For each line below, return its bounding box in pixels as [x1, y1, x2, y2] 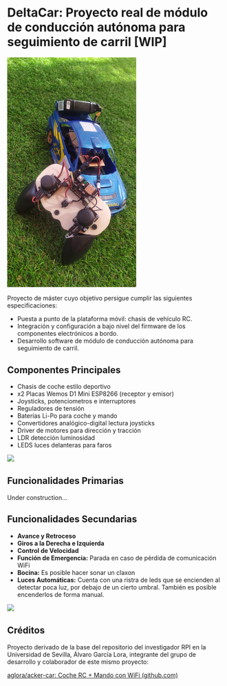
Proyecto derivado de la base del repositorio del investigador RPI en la [7, 643, 206, 651]
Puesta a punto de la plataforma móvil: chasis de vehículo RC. [17, 315, 193, 323]
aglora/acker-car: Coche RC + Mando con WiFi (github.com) [7, 671, 179, 679]
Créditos [7, 625, 45, 636]
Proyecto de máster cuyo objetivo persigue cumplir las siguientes [7, 294, 193, 303]
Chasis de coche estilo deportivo [17, 383, 111, 391]
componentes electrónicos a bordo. [17, 330, 118, 338]
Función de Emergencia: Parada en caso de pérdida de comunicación [17, 554, 217, 562]
